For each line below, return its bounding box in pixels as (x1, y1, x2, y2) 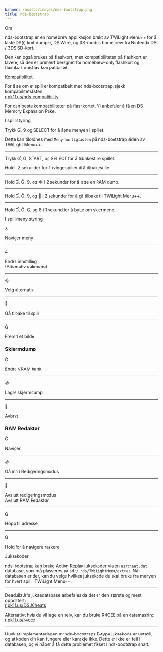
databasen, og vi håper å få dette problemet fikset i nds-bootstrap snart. (5, 641, 150, 647)
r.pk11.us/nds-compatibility (5, 93, 59, 100)
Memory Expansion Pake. (5, 108, 56, 114)
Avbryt (5, 413, 18, 418)
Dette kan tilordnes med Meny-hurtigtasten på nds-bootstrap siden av (5, 136, 145, 142)
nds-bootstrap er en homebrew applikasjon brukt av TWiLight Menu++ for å (5, 34, 157, 40)
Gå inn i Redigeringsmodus (5, 469, 59, 475)
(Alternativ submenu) (5, 263, 48, 269)
